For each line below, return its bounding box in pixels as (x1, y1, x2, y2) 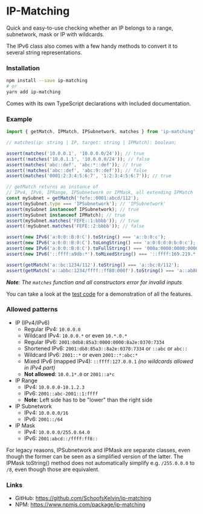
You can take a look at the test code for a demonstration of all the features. (6, 290, 193, 298)
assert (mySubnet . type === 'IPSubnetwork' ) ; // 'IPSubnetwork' (6, 201, 166, 207)
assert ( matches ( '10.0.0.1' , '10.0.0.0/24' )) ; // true (6, 150, 145, 157)
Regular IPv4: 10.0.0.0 (24, 325, 81, 333)
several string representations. (6, 48, 83, 56)
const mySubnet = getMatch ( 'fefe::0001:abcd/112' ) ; (6, 195, 139, 201)
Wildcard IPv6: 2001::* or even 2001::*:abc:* (24, 351, 138, 358)
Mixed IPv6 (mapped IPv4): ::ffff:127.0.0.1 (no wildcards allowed (24, 357, 193, 365)
